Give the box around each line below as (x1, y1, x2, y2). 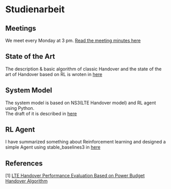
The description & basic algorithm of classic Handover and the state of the (5, 65, 162, 72)
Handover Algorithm (5, 178, 48, 184)
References (5, 159, 43, 168)
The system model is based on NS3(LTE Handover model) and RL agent (5, 100, 156, 106)
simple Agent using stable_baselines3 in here (5, 144, 101, 150)
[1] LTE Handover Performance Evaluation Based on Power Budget (5, 173, 145, 179)
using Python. (5, 105, 35, 111)
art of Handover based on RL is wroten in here (5, 71, 103, 77)
